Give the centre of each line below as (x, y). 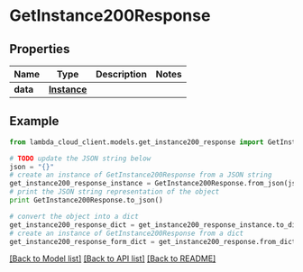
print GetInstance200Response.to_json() (87, 200)
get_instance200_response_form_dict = (82, 241)
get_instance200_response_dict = (72, 225)
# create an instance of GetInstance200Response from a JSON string (141, 175)
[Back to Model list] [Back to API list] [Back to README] (113, 258)
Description (121, 74)
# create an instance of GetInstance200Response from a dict (127, 233)
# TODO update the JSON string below (80, 159)
